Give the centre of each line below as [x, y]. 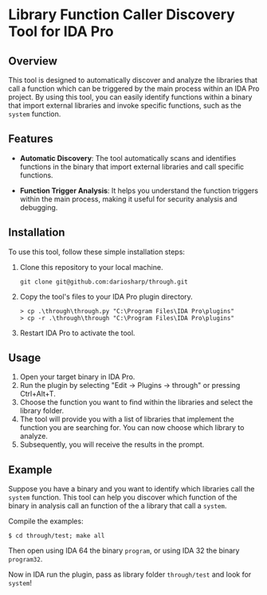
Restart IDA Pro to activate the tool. [77, 333]
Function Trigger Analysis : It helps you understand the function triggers [139, 190]
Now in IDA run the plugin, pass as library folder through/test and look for [130, 574]
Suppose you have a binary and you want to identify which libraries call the [132, 489]
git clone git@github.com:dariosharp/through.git [104, 282]
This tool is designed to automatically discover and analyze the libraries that [133, 80]
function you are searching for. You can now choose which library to [132, 428]
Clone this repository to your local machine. [91, 267]
